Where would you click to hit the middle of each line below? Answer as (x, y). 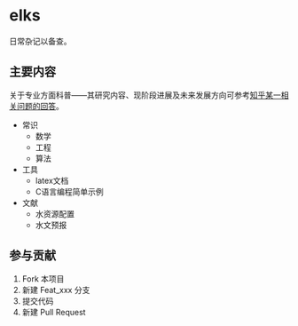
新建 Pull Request (54, 312)
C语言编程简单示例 (69, 191)
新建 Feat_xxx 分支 (56, 290)
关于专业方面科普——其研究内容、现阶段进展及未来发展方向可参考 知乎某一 (145, 95)
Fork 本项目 (43, 278)
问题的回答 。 (40, 106)
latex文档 (52, 180)
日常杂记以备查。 (40, 41)
